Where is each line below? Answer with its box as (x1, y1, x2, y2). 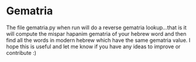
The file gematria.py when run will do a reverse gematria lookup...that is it (6, 24, 187, 31)
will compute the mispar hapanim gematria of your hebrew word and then (6, 30, 186, 37)
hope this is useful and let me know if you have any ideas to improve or (6, 43, 181, 50)
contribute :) (6, 49, 37, 56)
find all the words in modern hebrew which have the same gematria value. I (6, 36, 191, 44)
